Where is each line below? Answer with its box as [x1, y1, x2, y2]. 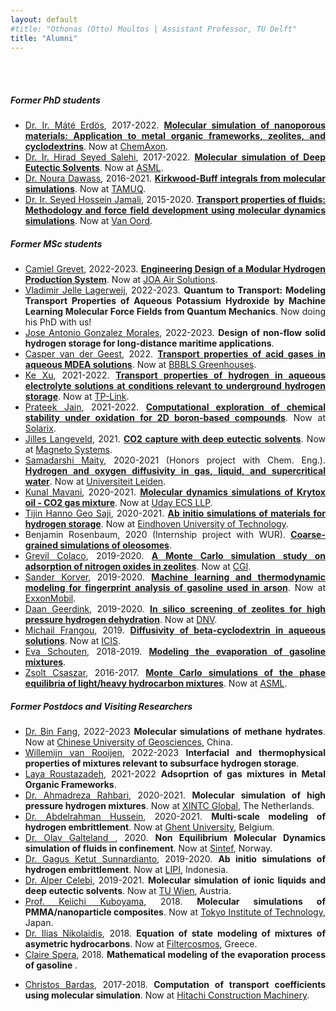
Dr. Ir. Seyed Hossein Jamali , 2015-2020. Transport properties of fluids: [24, 194, 326, 206]
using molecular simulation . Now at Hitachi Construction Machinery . [24, 989, 310, 1001]
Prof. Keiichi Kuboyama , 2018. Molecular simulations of [24, 896, 326, 908]
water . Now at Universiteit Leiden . [24, 476, 167, 488]
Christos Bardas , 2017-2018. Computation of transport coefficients [24, 979, 326, 991]
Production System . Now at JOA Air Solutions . [24, 274, 218, 286]
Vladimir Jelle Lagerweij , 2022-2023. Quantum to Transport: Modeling [24, 284, 326, 296]
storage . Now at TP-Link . [24, 391, 130, 403]
